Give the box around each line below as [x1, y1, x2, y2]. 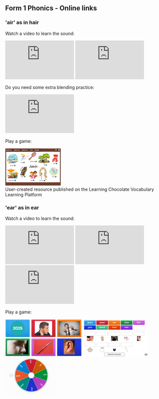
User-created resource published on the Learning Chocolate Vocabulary [5, 186, 154, 192]
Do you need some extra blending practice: [5, 84, 94, 90]
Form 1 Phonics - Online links [5, 4, 97, 13]
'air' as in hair [5, 19, 39, 26]
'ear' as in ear [5, 204, 39, 211]
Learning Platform [5, 191, 42, 197]
